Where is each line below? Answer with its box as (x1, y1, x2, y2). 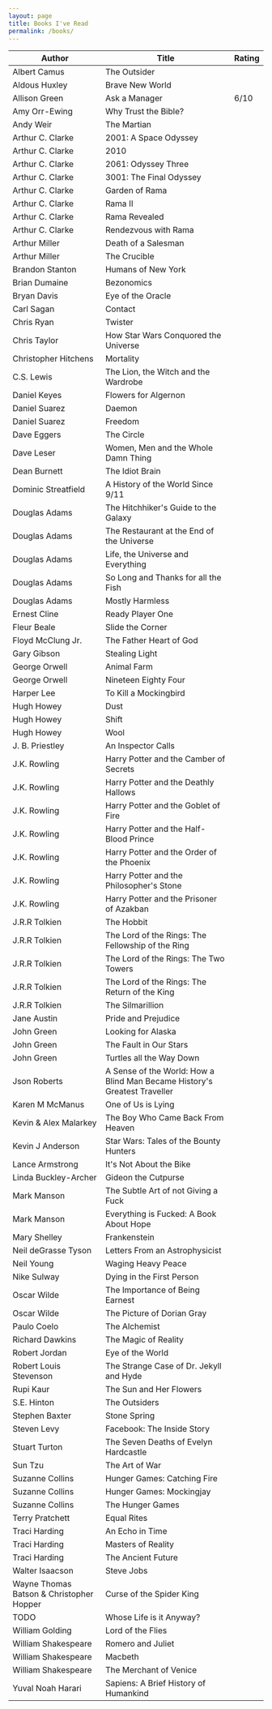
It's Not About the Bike (104, 1159, 191, 1170)
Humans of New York (104, 264, 186, 276)
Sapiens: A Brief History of (104, 1677, 206, 1689)
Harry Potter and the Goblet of (104, 800, 221, 812)
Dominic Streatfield (12, 484, 86, 495)
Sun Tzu (12, 1460, 45, 1471)
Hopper (12, 1599, 42, 1610)
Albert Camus (12, 66, 65, 78)
